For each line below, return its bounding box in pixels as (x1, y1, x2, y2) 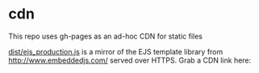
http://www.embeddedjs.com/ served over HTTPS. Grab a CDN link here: (8, 55, 252, 65)
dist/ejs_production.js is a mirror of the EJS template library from (8, 47, 223, 56)
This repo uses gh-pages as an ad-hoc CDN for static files (8, 31, 203, 41)
